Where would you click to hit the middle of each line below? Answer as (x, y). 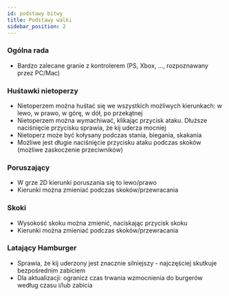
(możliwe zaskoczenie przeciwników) (70, 150)
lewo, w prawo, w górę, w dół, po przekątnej (80, 113)
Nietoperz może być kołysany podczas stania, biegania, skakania (109, 135)
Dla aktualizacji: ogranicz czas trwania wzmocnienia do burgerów (110, 277)
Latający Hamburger (42, 248)
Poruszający (29, 168)
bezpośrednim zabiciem (51, 270)
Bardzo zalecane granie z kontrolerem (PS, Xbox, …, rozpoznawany (112, 66)
